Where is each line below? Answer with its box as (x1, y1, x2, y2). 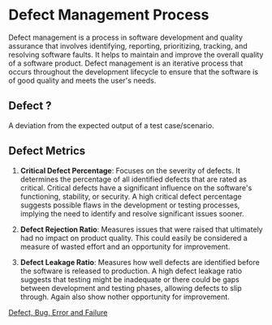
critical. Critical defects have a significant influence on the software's (19, 182, 253, 192)
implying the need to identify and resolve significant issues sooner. (19, 208, 244, 218)
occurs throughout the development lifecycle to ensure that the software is (8, 66, 258, 76)
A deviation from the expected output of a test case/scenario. (8, 120, 214, 130)
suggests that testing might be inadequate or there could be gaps (19, 274, 240, 284)
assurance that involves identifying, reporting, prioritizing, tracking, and (8, 41, 248, 50)
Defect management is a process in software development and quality (8, 32, 244, 42)
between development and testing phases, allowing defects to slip (19, 283, 242, 293)
